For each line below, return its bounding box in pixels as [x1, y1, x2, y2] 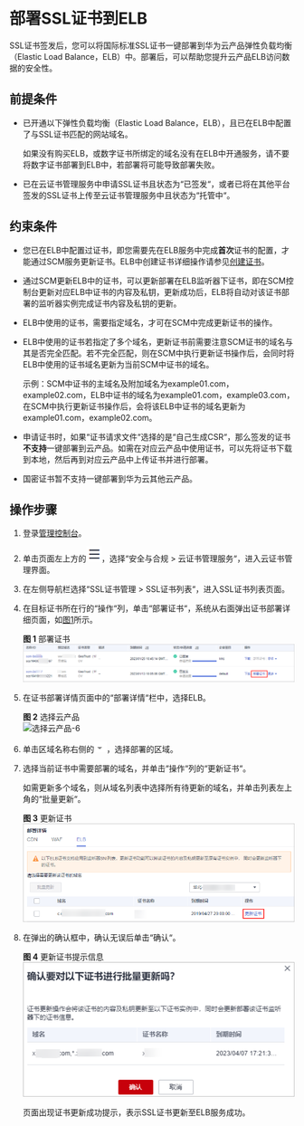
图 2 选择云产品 [22, 711, 80, 722]
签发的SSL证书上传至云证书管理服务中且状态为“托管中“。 [22, 189, 235, 200]
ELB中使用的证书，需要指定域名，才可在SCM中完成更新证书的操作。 [22, 317, 278, 328]
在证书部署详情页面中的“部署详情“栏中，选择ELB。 [22, 692, 211, 703]
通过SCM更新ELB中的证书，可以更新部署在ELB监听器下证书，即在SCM [22, 275, 287, 286]
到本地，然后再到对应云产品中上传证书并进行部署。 [22, 453, 214, 464]
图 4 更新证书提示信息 [22, 951, 104, 962]
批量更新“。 [42, 794, 86, 805]
